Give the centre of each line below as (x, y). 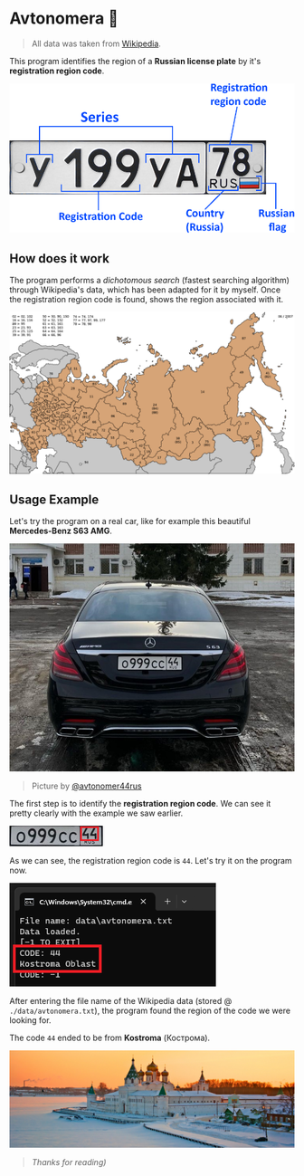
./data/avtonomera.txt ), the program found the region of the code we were (150, 1011)
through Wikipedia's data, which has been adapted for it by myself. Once (145, 290)
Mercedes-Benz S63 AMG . (61, 531)
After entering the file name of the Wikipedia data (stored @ (121, 1001)
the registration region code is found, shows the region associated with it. (147, 299)
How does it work (60, 258)
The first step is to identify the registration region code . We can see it (140, 804)
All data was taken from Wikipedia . (96, 43)
